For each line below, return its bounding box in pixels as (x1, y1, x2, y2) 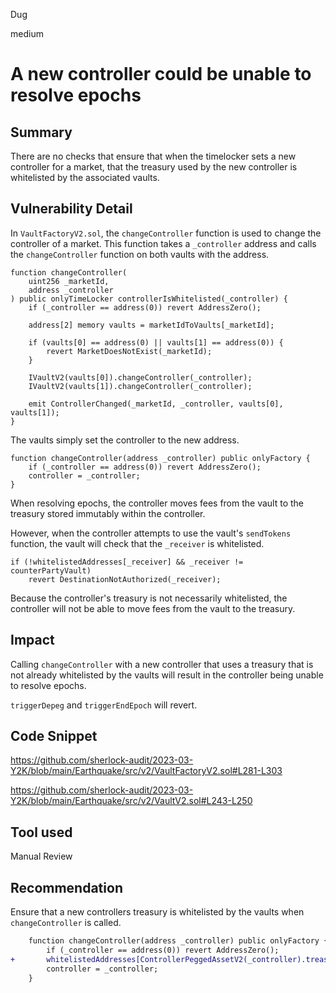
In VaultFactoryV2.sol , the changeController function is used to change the (10, 227, 322, 239)
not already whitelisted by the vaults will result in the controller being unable (10, 669, 324, 681)
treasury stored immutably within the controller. (10, 507, 206, 519)
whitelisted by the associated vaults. (10, 172, 160, 183)
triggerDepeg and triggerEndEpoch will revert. (10, 699, 198, 711)
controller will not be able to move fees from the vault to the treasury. (10, 602, 296, 614)
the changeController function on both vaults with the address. (10, 248, 270, 260)
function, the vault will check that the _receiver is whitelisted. (10, 537, 265, 549)
